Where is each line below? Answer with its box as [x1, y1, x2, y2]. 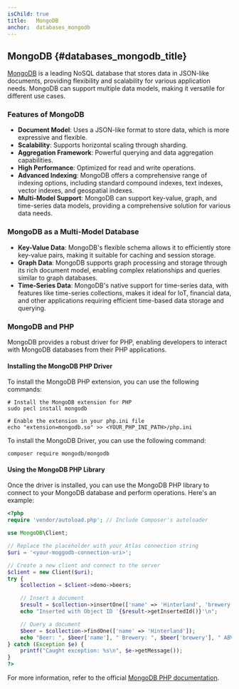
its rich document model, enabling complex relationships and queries [17, 265, 221, 275]
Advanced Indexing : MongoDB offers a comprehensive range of [17, 171, 208, 180]
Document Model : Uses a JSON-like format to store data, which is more [17, 126, 230, 134]
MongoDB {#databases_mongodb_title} [7, 50, 187, 62]
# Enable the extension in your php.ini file [7, 418, 144, 425]
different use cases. [7, 92, 66, 101]
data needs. [17, 209, 53, 218]
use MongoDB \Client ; [7, 529, 69, 537]
